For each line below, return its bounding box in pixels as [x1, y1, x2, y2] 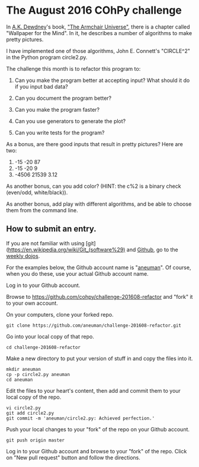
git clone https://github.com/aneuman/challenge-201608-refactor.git [6, 322, 182, 329]
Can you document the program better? [14, 94, 111, 102]
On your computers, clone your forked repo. [6, 311, 114, 318]
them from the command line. [6, 206, 78, 214]
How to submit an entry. [6, 224, 97, 234]
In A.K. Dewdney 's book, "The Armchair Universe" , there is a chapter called [6, 23, 191, 30]
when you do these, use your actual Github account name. [6, 270, 149, 277]
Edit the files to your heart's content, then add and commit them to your [6, 387, 181, 394]
